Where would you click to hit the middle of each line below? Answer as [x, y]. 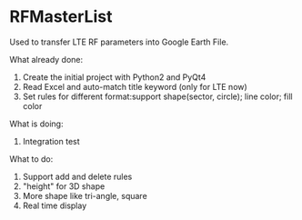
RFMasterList [61, 17]
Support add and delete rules [77, 176]
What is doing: [36, 124]
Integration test [51, 141]
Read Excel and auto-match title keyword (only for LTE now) [135, 86]
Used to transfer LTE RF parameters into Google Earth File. [119, 42]
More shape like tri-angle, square [85, 195]
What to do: [31, 159]
